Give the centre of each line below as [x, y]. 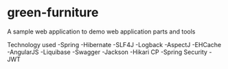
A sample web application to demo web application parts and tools [101, 31]
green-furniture [53, 13]
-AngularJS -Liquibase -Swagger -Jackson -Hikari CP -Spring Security [107, 52]
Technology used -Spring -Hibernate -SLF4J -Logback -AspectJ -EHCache [114, 44]
